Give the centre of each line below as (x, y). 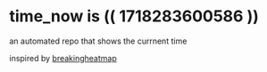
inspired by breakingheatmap (63, 58)
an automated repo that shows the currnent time (98, 41)
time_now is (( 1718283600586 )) (134, 16)
